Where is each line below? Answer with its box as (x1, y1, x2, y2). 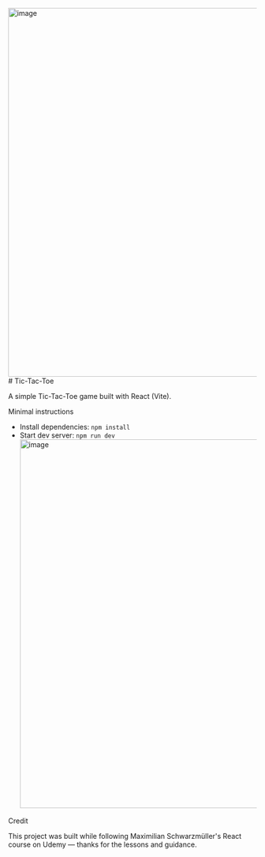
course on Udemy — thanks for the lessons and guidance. (8, 840, 197, 849)
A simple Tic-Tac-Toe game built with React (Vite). (8, 392, 172, 400)
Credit (8, 816, 28, 825)
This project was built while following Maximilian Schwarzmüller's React (8, 832, 242, 840)
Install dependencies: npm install (19, 423, 130, 431)
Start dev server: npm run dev (19, 430, 116, 440)
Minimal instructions (8, 407, 74, 416)
